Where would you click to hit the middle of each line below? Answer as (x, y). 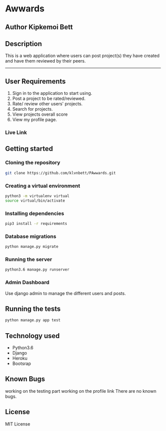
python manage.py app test (33, 320)
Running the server (29, 259)
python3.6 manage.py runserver (37, 270)
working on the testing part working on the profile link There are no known (81, 391)
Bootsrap (21, 363)
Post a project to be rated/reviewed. (49, 99)
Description (23, 43)
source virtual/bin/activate (35, 201)
